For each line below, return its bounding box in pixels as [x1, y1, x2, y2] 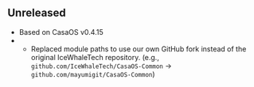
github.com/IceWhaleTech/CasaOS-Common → [30, 61, 172, 70]
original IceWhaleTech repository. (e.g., [30, 52, 160, 62]
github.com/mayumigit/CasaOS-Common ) [30, 69, 156, 78]
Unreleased [7, 6, 67, 20]
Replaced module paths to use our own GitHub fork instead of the [30, 43, 247, 54]
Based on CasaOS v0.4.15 [18, 27, 104, 36]
